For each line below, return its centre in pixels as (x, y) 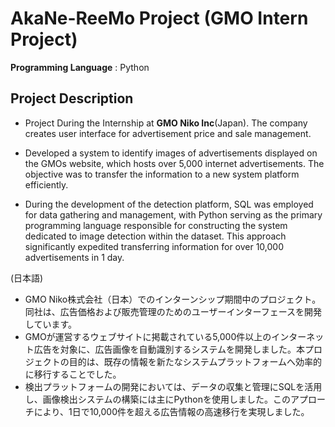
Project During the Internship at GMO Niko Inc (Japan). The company (166, 123)
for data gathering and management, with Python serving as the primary (173, 214)
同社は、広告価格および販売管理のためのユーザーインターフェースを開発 (173, 311)
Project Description (72, 98)
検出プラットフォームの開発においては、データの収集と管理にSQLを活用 (173, 386)
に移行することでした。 (73, 374)
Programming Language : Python (80, 67)
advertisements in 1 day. (74, 257)
